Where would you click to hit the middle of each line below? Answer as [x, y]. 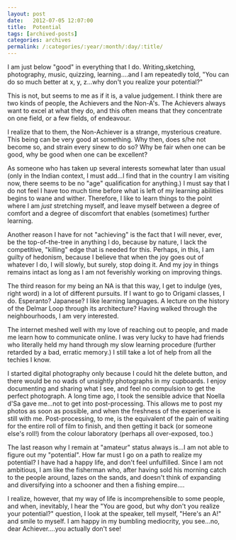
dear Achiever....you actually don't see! [64, 529]
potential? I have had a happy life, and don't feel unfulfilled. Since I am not [115, 462]
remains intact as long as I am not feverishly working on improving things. [115, 272]
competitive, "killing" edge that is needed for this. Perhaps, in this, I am [111, 249]
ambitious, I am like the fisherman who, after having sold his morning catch [117, 470]
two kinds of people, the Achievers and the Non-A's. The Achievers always [117, 103]
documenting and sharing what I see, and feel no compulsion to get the [111, 389]
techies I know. [29, 360]
